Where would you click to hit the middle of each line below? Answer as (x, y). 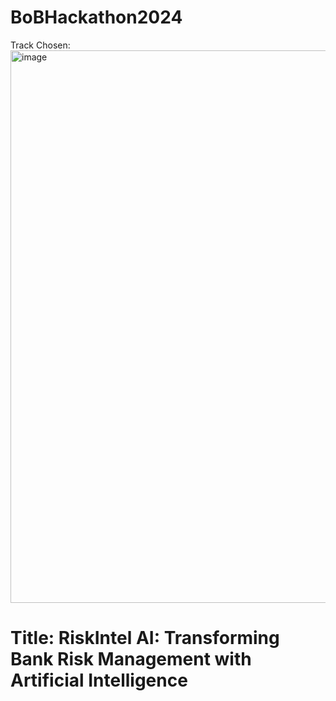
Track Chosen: (40, 45)
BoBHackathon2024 (96, 17)
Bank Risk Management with (131, 659)
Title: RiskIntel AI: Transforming (145, 638)
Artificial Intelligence (99, 680)
